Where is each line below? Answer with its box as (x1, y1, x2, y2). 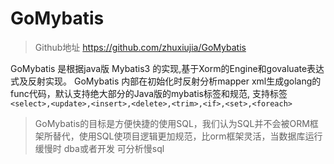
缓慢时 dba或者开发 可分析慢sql (34, 142, 165, 154)
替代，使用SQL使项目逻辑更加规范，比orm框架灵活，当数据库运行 (52, 130, 323, 142)
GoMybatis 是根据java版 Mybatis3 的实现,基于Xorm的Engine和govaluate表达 (10, 62, 325, 74)
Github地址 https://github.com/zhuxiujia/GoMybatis (34, 41, 247, 53)
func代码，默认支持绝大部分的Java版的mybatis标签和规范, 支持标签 (10, 87, 288, 99)
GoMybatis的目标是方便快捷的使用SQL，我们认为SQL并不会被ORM (34, 117, 310, 129)
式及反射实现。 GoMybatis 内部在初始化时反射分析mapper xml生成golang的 (10, 75, 322, 87)
